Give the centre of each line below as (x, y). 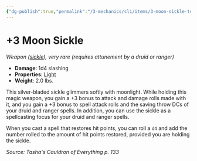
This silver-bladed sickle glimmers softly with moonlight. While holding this (96, 92)
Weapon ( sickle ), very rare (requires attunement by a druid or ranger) (90, 57)
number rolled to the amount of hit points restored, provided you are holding (98, 134)
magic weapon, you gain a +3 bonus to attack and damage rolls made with (96, 98)
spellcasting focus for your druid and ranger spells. (68, 117)
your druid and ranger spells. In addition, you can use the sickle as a (89, 110)
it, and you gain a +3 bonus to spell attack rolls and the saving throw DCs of (98, 104)
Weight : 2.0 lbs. (34, 80)
